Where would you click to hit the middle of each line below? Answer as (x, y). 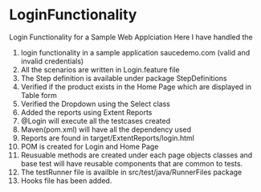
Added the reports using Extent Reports (86, 112)
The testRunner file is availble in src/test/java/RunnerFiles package (131, 172)
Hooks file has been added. (66, 180)
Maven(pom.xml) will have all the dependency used (106, 129)
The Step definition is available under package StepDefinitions (124, 78)
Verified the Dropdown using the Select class (96, 104)
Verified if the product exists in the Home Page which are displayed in (136, 87)
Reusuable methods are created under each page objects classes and (137, 155)
